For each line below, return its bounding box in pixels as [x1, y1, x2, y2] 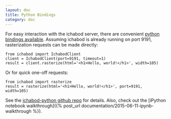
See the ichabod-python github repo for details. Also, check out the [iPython [5, 98, 166, 104]
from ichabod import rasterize [5, 80, 72, 85]
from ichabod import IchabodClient [5, 52, 81, 57]
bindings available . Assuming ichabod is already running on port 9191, [5, 36, 152, 42]
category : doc [5, 17, 36, 22]
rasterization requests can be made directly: [5, 42, 99, 48]
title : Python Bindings [5, 12, 56, 17]
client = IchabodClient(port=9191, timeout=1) [5, 56, 106, 61]
